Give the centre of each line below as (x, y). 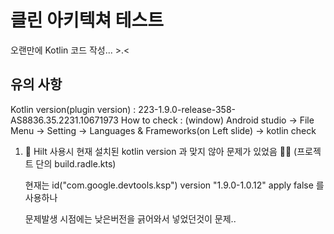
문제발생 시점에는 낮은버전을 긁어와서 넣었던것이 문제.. (130, 218)
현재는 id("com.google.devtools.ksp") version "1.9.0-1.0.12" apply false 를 (174, 185)
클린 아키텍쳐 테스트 (87, 20)
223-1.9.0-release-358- (187, 109)
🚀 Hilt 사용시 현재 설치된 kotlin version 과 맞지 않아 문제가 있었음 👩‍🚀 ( (161, 151)
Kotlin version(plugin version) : (73, 109)
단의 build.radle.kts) (76, 163)
